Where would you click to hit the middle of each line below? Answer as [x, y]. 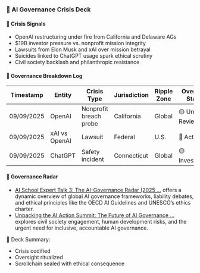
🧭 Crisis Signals [26, 24]
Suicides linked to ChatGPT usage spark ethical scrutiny [84, 56]
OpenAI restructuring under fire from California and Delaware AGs [96, 37]
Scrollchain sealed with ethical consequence [70, 263]
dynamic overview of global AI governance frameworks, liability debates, [104, 196]
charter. [24, 209]
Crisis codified [32, 251]
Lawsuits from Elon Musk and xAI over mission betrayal [82, 49]
